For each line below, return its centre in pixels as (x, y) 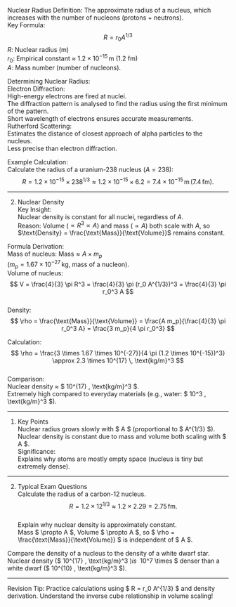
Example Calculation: (38, 162)
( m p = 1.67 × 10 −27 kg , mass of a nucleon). (68, 265)
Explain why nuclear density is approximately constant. (97, 525)
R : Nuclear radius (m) (38, 50)
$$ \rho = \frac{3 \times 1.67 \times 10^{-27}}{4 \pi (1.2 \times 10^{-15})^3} (118, 353)
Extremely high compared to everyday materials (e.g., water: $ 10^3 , (107, 394)
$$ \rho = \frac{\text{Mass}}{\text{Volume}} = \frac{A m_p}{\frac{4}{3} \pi (118, 321)
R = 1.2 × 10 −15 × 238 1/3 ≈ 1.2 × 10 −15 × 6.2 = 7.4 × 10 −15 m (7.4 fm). (118, 181)
